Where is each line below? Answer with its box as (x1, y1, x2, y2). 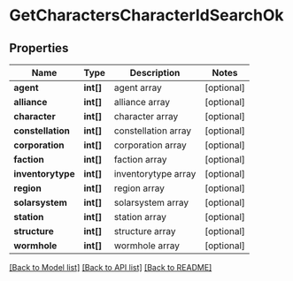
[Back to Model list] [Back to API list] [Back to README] (9, 262, 212, 272)
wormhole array (113, 239, 180, 252)
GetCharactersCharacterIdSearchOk (9, 5, 284, 26)
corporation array (113, 139, 188, 151)
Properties (9, 41, 69, 56)
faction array (113, 154, 167, 165)
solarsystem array (113, 196, 189, 209)
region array (113, 182, 166, 194)
